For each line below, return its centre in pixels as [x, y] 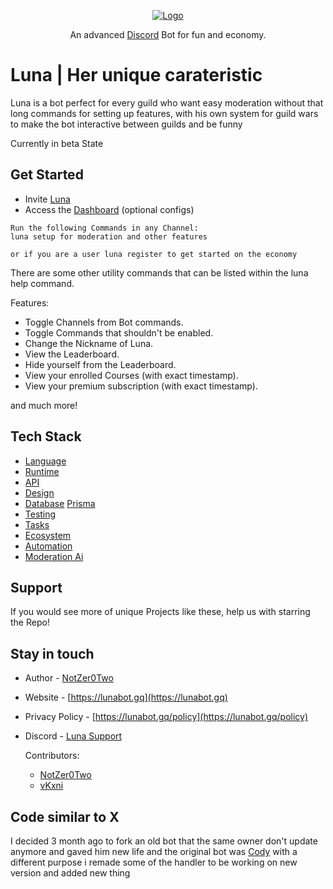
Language [45, 461]
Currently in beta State [57, 143]
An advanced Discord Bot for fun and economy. [168, 34]
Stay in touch [52, 653]
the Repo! [30, 622]
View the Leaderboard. [72, 354]
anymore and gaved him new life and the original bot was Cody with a [154, 851]
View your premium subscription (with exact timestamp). [141, 386]
